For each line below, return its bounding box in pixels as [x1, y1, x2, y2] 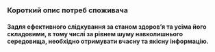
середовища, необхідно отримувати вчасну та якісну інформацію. [7, 37, 209, 45]
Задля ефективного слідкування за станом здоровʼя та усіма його [7, 23, 207, 31]
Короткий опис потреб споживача [7, 5, 128, 15]
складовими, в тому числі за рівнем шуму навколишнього [7, 29, 184, 38]
